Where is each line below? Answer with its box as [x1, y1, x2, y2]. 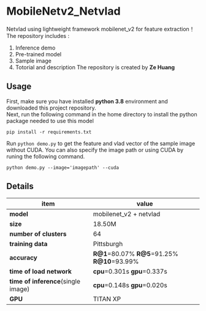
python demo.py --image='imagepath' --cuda [6, 164, 120, 171]
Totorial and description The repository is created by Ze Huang [15, 63, 175, 71]
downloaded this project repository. [6, 104, 96, 111]
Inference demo [15, 44, 56, 51]
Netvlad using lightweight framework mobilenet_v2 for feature [6, 25, 163, 32]
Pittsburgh [93, 239, 123, 248]
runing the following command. [6, 152, 85, 160]
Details [6, 181, 34, 192]
